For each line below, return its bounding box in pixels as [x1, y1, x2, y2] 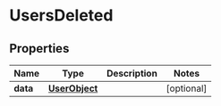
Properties [9, 41, 70, 56]
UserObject [47, 82, 98, 94]
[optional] [166, 82, 208, 94]
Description [106, 68, 158, 79]
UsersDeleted [9, 5, 114, 26]
